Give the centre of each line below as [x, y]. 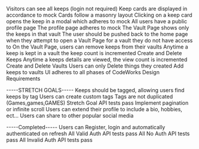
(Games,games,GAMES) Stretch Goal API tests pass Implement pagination [97, 103]
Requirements [23, 78]
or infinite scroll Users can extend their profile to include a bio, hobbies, [94, 109]
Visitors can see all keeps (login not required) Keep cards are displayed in [97, 9]
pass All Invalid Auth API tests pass [49, 140]
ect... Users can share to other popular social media [70, 115]
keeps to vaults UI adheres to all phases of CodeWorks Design [83, 72]
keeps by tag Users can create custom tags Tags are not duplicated [90, 96]
